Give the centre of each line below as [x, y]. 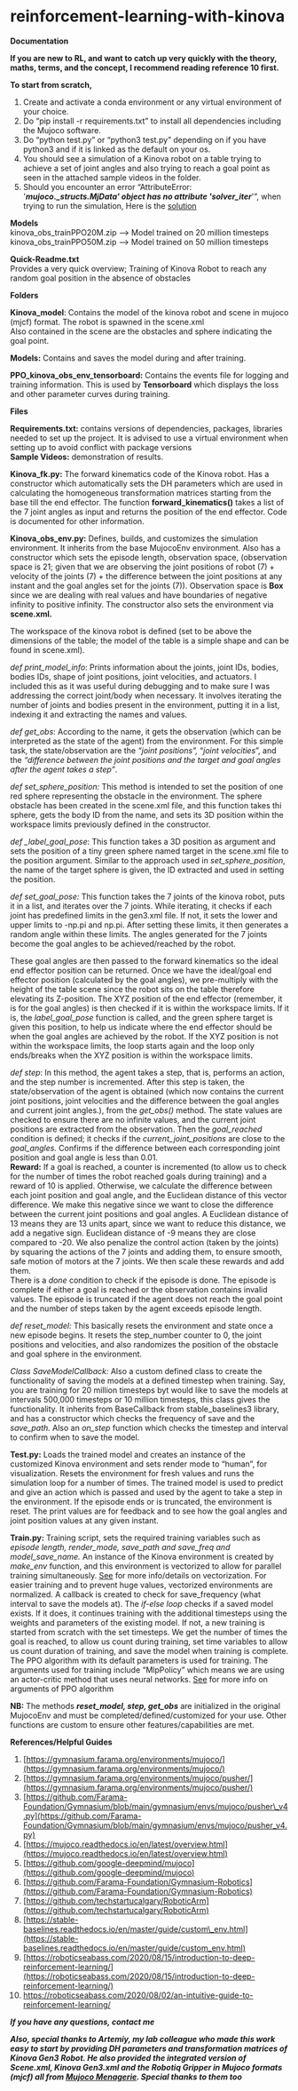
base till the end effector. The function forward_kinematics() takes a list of [147, 502]
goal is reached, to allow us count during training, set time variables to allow [149, 1642]
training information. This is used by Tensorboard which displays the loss [145, 385]
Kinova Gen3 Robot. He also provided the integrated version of [128, 2057]
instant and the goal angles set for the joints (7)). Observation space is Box [147, 585]
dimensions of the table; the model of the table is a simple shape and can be [149, 640]
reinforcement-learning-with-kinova [148, 16]
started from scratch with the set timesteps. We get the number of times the [149, 1632]
